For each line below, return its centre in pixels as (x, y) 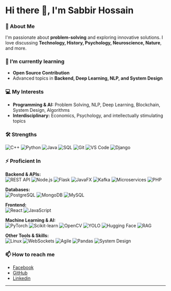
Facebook (23, 267)
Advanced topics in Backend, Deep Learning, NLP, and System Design (88, 78)
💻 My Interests (25, 91)
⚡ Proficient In (23, 161)
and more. (16, 48)
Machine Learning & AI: (31, 220)
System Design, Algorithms (41, 110)
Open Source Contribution (41, 72)
